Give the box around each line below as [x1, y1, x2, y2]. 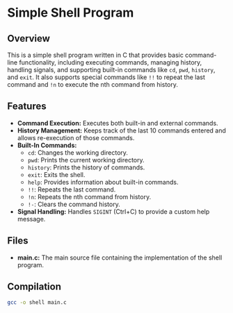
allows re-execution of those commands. [17, 133, 135, 142]
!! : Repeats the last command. [27, 185, 116, 194]
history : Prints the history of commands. [27, 163, 145, 171]
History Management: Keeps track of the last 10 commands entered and [17, 126, 226, 135]
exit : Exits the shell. [27, 170, 86, 178]
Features [7, 101, 47, 112]
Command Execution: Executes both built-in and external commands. [17, 119, 218, 127]
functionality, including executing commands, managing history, [19, 58, 202, 67]
